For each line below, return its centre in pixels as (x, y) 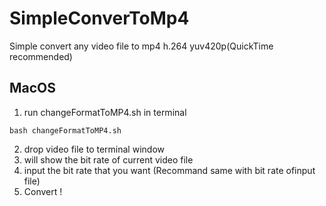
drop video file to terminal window (94, 149)
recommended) (41, 56)
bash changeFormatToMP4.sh (65, 130)
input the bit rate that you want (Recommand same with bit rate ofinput (169, 170)
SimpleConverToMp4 (99, 18)
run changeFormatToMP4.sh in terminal (105, 112)
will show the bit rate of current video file (108, 159)
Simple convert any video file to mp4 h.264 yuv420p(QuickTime (141, 46)
